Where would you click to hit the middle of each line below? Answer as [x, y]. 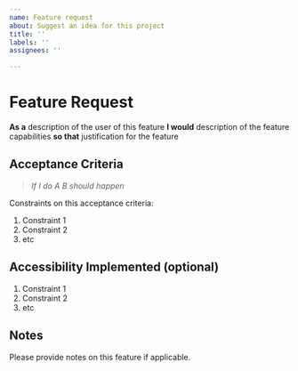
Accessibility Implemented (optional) [114, 267]
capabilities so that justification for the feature [94, 137]
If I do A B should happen [77, 185]
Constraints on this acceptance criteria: [81, 203]
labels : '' [29, 42]
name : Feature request [51, 17]
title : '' [28, 34]
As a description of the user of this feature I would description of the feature [149, 127]
